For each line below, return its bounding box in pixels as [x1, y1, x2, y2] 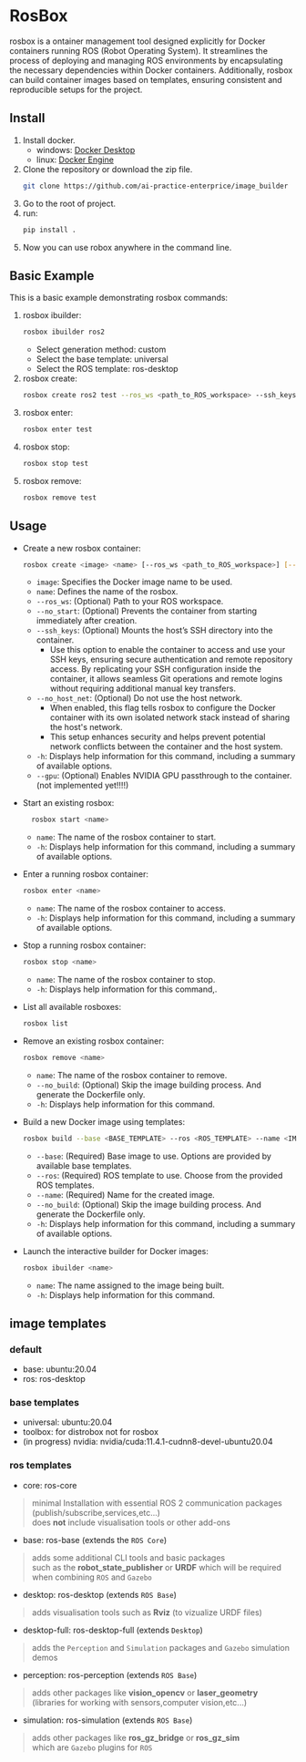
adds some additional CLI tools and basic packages [31, 1551, 226, 1563]
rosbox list [22, 1019, 68, 1028]
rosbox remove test [22, 493, 97, 502]
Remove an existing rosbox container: [22, 1036, 165, 1046]
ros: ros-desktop [22, 1374, 87, 1385]
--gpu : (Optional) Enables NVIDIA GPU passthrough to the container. [36, 770, 292, 781]
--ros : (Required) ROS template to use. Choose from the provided [36, 1170, 283, 1180]
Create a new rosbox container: [22, 542, 141, 553]
